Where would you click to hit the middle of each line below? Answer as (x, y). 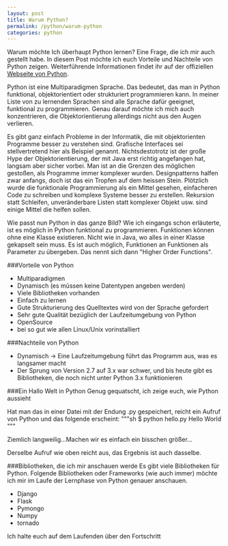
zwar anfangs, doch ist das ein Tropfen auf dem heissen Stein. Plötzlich (108, 181)
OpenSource (35, 322)
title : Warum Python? (38, 20)
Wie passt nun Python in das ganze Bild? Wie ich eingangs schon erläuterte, (114, 223)
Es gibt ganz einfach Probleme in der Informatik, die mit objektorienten (106, 137)
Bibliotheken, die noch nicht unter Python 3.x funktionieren (100, 378)
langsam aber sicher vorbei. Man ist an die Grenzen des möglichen (101, 166)
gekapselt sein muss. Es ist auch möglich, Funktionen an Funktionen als (108, 245)
